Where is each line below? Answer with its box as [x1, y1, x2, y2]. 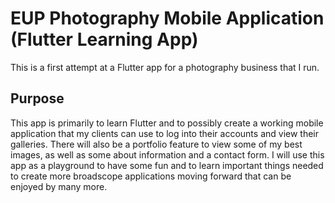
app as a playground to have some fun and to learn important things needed [10, 159, 324, 171]
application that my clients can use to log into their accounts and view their [10, 127, 320, 139]
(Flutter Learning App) [10, 28, 199, 51]
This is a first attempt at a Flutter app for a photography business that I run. [10, 61, 320, 73]
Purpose [10, 90, 65, 107]
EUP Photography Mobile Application [10, 7, 325, 30]
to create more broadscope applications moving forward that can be [10, 170, 292, 182]
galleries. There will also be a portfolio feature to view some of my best [10, 138, 303, 150]
